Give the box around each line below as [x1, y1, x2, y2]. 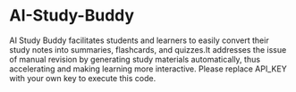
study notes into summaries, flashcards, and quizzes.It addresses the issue [9, 44, 287, 54]
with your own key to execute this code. [9, 72, 156, 83]
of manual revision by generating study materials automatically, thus [9, 54, 261, 64]
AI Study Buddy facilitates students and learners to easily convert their [9, 35, 270, 46]
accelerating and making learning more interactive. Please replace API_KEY [9, 63, 288, 74]
